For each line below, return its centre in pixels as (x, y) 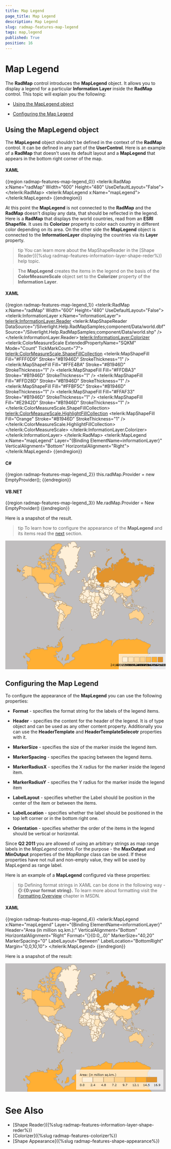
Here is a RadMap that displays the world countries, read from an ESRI (79, 218)
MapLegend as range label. (34, 865)
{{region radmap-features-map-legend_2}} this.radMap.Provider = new (80, 475)
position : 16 (19, 43)
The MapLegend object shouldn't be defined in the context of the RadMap (84, 142)
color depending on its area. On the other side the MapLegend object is (81, 229)
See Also (24, 1111)
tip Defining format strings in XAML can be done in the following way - (91, 885)
